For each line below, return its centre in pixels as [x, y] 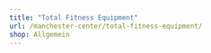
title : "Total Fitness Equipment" [74, 18]
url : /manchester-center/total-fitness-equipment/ [106, 26]
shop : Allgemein [40, 34]
